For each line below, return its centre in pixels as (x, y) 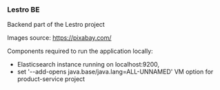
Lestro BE (23, 10)
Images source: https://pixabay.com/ (59, 38)
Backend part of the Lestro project (56, 25)
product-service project (51, 79)
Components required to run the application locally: (80, 51)
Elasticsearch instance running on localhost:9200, (88, 65)
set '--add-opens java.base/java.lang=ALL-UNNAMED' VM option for (115, 72)
